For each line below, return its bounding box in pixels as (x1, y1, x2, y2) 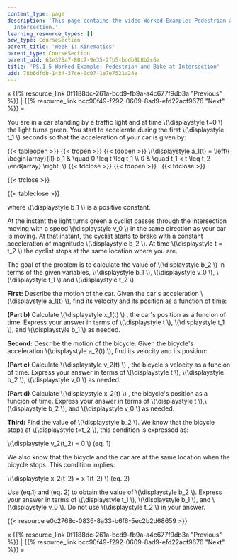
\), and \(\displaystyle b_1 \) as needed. (7, 325, 120, 333)
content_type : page (7, 10, 65, 18)
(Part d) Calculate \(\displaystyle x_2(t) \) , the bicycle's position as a (7, 389, 208, 397)
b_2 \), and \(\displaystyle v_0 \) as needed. (48, 404, 175, 413)
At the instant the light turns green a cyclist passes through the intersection (7, 217, 227, 225)
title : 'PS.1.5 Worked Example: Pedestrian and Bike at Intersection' (7, 63, 220, 70)
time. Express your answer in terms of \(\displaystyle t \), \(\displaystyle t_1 (7, 318, 225, 326)
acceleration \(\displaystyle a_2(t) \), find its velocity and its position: (7, 346, 208, 355)
